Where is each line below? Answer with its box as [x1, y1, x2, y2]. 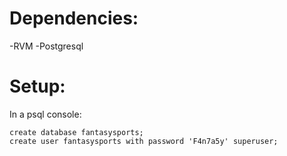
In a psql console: [9, 108, 82, 120]
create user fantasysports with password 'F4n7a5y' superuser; [9, 136, 279, 146]
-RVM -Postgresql [9, 40, 84, 52]
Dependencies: [9, 7, 139, 30]
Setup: [9, 75, 66, 98]
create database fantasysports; [9, 127, 144, 137]
